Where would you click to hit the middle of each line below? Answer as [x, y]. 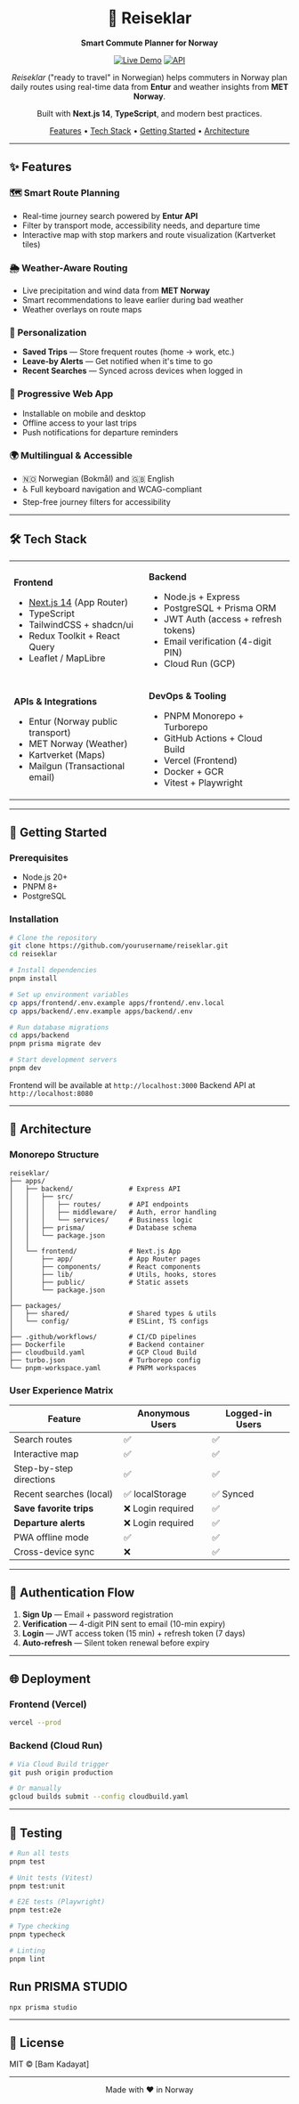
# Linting [28, 1950]
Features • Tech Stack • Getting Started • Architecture [149, 130]
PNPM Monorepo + [204, 716]
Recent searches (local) [64, 1493]
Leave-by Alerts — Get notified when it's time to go [117, 361]
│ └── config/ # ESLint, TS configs [109, 1321]
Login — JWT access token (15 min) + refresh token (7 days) [134, 1633]
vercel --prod [36, 1723]
